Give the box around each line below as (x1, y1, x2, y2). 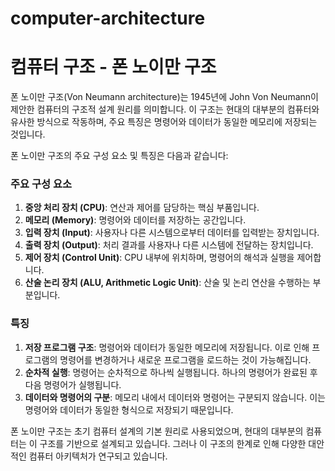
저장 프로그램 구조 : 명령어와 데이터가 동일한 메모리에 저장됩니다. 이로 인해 (24, 341, 310, 353)
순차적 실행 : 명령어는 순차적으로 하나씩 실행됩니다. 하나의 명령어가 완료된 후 (24, 366, 318, 378)
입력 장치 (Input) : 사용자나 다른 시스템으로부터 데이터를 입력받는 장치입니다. (24, 227, 320, 239)
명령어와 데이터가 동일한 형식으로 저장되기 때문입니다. (24, 403, 234, 416)
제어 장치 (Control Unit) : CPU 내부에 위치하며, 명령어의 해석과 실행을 (24, 252, 295, 264)
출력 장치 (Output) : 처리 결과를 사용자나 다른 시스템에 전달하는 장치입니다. (24, 239, 314, 251)
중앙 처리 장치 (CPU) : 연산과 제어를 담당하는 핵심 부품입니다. (24, 202, 260, 214)
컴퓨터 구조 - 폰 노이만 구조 (10, 56, 217, 79)
